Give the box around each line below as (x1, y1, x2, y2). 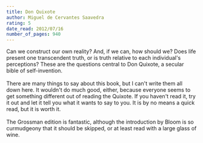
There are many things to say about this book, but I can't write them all (6, 80, 183, 87)
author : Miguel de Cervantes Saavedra (6, 14, 104, 21)
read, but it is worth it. (6, 106, 61, 113)
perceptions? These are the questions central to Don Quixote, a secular (6, 61, 184, 68)
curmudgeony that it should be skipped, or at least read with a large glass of (6, 125, 197, 132)
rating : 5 (6, 20, 32, 26)
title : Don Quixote (6, 8, 56, 15)
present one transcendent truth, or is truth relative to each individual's (6, 54, 181, 62)
